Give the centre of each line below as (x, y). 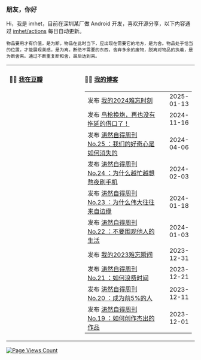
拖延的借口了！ (109, 123)
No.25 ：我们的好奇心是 (121, 144)
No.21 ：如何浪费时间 (118, 278)
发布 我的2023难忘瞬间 (120, 255)
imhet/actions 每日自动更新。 (49, 31)
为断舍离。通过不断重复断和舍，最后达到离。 (53, 56)
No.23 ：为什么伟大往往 (121, 202)
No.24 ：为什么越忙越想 (121, 173)
